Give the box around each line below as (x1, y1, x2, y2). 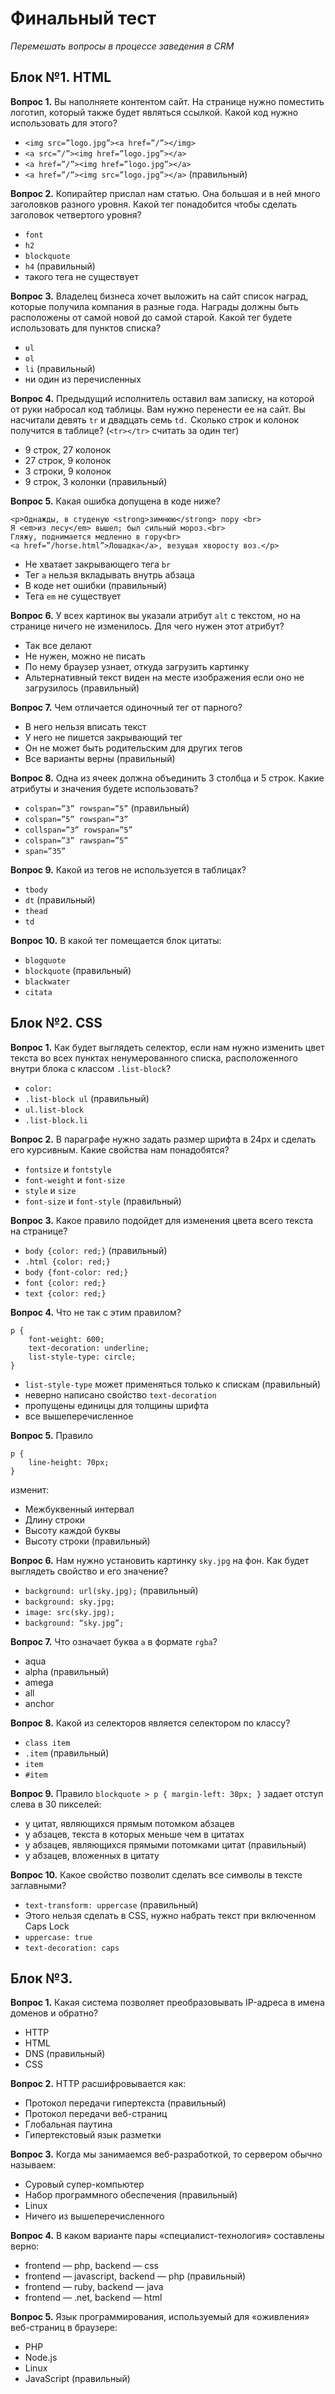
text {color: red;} (24, 1288, 107, 1299)
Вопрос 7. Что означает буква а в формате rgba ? (10, 1635, 218, 1647)
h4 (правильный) (24, 260, 96, 272)
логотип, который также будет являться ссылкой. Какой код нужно (10, 106, 299, 118)
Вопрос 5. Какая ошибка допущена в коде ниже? (10, 495, 221, 507)
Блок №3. (10, 1970, 73, 1987)
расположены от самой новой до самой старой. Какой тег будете (10, 311, 293, 323)
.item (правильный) (24, 1747, 110, 1759)
